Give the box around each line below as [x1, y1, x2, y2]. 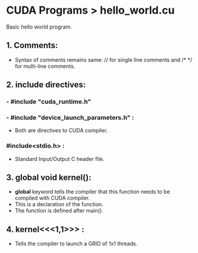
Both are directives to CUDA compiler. [14, 127, 108, 134]
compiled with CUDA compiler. [14, 194, 90, 202]
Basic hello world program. [6, 23, 73, 30]
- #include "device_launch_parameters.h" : [6, 113, 134, 122]
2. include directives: [6, 80, 86, 90]
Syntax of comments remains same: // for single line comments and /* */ [14, 56, 193, 63]
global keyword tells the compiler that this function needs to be [14, 188, 171, 195]
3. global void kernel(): [6, 173, 92, 183]
